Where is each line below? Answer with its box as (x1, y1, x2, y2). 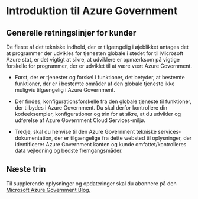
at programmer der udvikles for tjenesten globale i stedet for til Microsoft (6, 50, 184, 57)
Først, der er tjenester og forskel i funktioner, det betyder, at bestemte (14, 74, 185, 81)
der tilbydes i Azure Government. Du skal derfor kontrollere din (14, 104, 168, 111)
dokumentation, (14, 134, 53, 142)
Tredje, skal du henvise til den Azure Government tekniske (14, 129, 157, 135)
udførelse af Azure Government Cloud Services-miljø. (14, 117, 146, 124)
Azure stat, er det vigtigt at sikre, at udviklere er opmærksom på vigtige (6, 56, 180, 63)
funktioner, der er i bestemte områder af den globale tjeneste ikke (14, 80, 175, 87)
